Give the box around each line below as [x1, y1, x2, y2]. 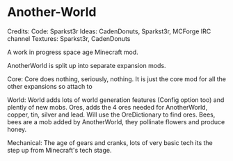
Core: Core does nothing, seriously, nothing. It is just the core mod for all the [7, 74, 226, 83]
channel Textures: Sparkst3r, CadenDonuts [7, 34, 131, 42]
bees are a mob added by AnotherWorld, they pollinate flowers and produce [7, 117, 225, 126]
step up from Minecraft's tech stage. [7, 146, 113, 154]
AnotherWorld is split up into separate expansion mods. [7, 61, 166, 69]
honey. [7, 125, 27, 133]
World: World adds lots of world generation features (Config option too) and [7, 95, 225, 104]
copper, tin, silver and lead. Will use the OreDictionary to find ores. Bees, [7, 110, 216, 119]
